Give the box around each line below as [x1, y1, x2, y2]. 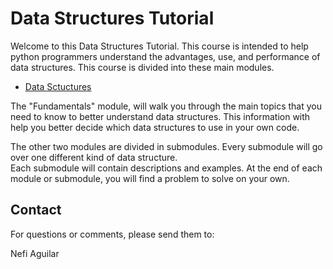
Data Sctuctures [24, 80, 92, 92]
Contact [10, 202, 62, 219]
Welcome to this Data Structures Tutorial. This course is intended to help [10, 40, 309, 52]
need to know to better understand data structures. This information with [10, 110, 311, 122]
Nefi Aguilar [10, 247, 60, 259]
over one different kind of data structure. [10, 151, 178, 163]
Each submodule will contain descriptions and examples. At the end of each [10, 162, 323, 174]
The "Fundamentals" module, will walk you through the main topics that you [10, 100, 322, 112]
